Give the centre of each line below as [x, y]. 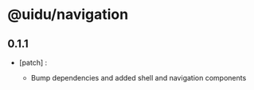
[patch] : [33, 62]
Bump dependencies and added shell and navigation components [139, 78]
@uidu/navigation [68, 15]
